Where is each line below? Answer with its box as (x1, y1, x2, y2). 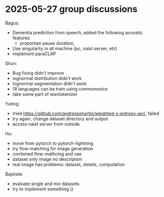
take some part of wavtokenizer (12, 91, 78, 97)
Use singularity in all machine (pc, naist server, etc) (12, 45, 118, 51)
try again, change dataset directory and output (12, 115, 108, 121)
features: (12, 35, 31, 41)
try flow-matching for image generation (12, 145, 93, 151)
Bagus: (5, 20, 20, 26)
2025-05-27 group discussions (5, 3, 138, 15)
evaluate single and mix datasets (12, 181, 80, 187)
